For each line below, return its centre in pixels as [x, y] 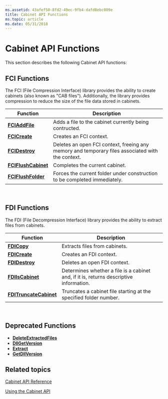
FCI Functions [27, 78]
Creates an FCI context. [81, 136]
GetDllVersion [27, 354]
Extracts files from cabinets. [94, 246]
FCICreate [20, 136]
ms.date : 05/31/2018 [27, 24]
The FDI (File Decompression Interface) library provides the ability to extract [84, 220]
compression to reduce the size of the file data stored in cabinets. [73, 101]
